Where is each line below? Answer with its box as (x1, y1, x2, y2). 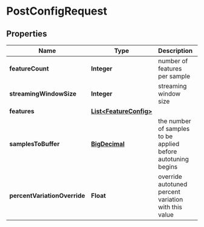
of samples (158, 125, 190, 133)
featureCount (9, 65, 49, 72)
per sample (158, 72, 190, 80)
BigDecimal (90, 140, 125, 148)
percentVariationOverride (9, 192, 86, 200)
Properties (6, 29, 47, 39)
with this (158, 203, 183, 211)
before (158, 147, 177, 156)
